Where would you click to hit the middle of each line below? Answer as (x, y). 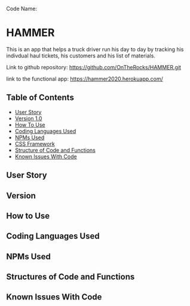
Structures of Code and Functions (71, 277)
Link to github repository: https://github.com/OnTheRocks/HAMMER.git (94, 67)
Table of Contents (40, 98)
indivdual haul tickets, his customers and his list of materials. (81, 56)
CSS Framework (35, 143)
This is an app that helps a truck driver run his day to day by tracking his (95, 49)
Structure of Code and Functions (55, 150)
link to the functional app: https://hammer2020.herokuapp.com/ (85, 79)
